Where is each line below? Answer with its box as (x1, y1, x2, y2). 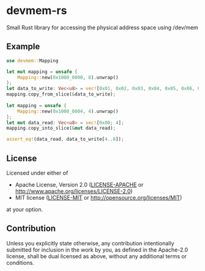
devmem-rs (6, 4, 67, 18)
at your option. (6, 205, 43, 213)
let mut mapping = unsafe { (6, 68, 78, 75)
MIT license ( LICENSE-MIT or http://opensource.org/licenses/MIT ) (15, 194, 182, 201)
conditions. (6, 259, 35, 266)
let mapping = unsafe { (6, 102, 67, 108)
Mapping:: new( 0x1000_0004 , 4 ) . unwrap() (17, 108, 119, 114)
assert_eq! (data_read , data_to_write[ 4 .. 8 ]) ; (6, 136, 124, 143)
